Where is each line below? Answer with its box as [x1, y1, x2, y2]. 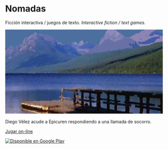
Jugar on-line [5, 128, 33, 134]
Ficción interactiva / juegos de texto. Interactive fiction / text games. [5, 19, 146, 25]
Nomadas [5, 3, 46, 14]
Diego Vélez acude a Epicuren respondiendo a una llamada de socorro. [5, 118, 151, 124]
